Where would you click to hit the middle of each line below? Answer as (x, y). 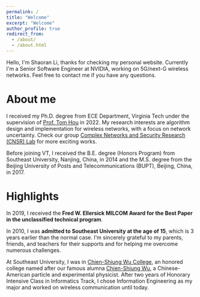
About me (31, 99)
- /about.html (29, 46)
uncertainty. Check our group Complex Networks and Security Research (96, 135)
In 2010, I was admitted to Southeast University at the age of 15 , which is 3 (100, 231)
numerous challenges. (34, 250)
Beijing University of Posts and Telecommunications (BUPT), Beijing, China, (100, 166)
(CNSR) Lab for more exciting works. (52, 141)
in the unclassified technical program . (55, 219)
